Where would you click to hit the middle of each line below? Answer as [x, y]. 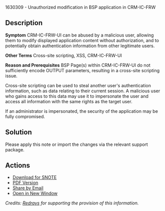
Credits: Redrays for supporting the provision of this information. [72, 203]
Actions [18, 166]
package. [15, 149]
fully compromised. [25, 116]
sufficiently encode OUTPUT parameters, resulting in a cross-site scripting [82, 70]
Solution [19, 132]
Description [24, 23]
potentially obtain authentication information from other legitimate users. [80, 46]
